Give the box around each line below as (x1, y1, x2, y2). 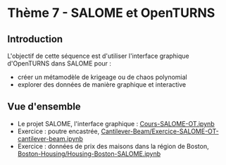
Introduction (7, 33, 63, 45)
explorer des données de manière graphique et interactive (17, 80, 187, 89)
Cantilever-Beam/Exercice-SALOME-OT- (101, 127, 220, 135)
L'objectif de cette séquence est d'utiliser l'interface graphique (7, 51, 189, 60)
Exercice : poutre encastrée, (17, 127, 100, 135)
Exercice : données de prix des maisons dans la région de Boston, (17, 142, 209, 150)
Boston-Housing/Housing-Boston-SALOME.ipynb (17, 149, 161, 158)
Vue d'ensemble (7, 101, 81, 113)
